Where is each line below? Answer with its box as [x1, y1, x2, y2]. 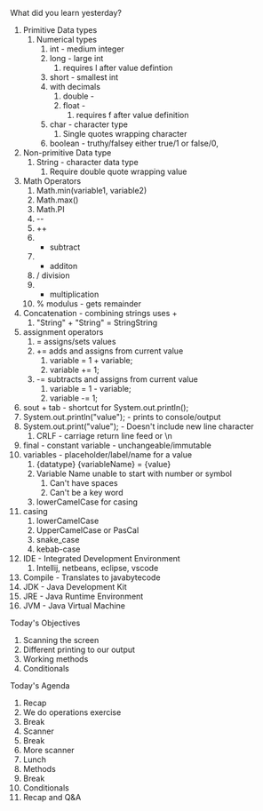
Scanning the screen [22, 635, 100, 645]
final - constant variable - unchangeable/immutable [22, 440, 212, 450]
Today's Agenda [10, 680, 70, 691]
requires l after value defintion [62, 62, 173, 73]
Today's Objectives [10, 617, 81, 628]
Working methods [22, 654, 89, 664]
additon [49, 261, 78, 271]
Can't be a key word [49, 488, 124, 497]
